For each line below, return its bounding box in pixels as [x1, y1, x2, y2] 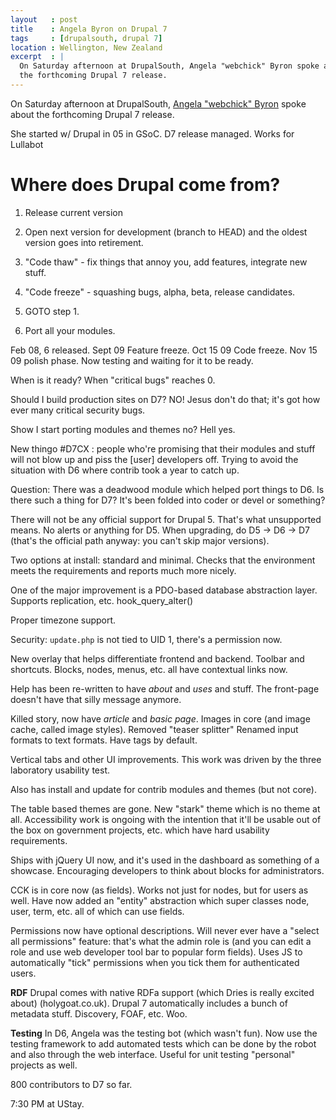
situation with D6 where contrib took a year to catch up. [10, 464, 240, 476]
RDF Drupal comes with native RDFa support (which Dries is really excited [10, 986, 315, 998]
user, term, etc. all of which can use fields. [10, 905, 185, 917]
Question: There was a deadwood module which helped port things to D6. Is [10, 483, 325, 495]
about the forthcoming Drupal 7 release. [10, 108, 175, 120]
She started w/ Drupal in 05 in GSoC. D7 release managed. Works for [10, 127, 295, 140]
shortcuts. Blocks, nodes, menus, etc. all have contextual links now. [10, 663, 288, 675]
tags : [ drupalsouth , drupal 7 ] [10, 33, 163, 43]
